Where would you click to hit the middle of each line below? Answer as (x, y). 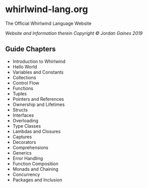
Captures (22, 137)
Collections (24, 78)
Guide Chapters (31, 49)
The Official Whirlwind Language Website (48, 23)
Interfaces (23, 115)
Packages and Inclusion (37, 180)
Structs (20, 109)
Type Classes (27, 126)
